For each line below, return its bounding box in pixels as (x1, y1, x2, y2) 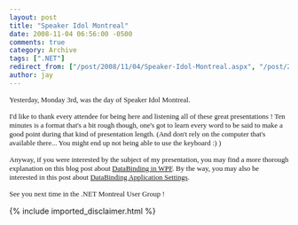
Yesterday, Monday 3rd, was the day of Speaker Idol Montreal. (9, 95, 191, 105)
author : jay (9, 71, 53, 80)
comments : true (9, 37, 66, 47)
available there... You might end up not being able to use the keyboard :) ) (9, 138, 222, 147)
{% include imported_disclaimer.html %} (9, 206, 157, 216)
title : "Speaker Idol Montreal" (9, 21, 129, 30)
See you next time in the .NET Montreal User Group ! (9, 189, 166, 198)
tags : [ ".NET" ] (9, 54, 66, 63)
